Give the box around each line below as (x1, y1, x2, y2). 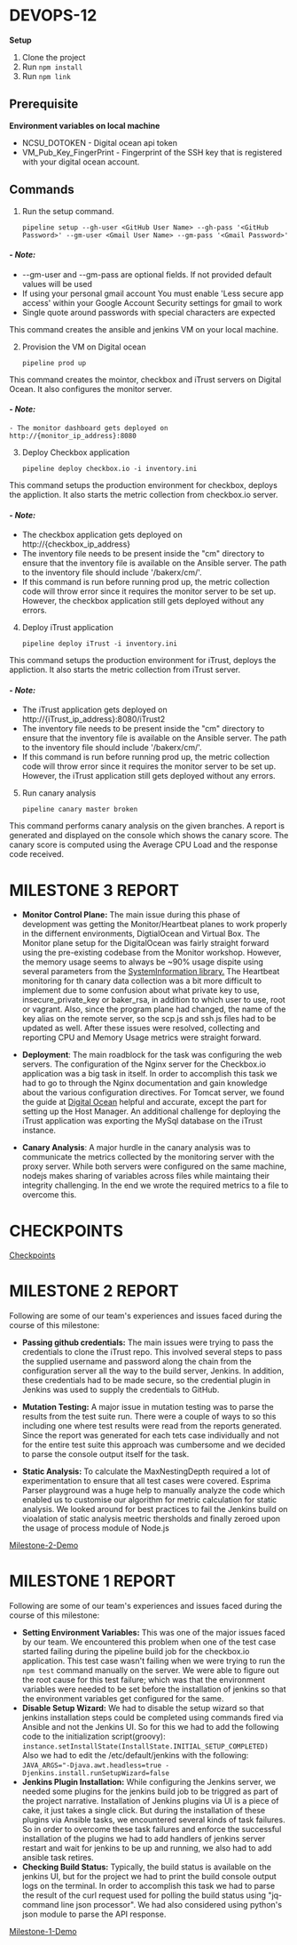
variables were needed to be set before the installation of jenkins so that (21, 1684, 286, 1694)
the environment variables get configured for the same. (21, 1693, 224, 1704)
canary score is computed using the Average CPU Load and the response (9, 839, 278, 850)
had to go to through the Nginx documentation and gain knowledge (21, 1077, 268, 1089)
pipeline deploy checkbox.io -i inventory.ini (21, 464, 198, 473)
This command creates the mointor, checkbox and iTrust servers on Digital (9, 374, 282, 385)
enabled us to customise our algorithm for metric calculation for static (21, 1494, 277, 1505)
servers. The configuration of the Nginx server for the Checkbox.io (21, 1059, 267, 1069)
